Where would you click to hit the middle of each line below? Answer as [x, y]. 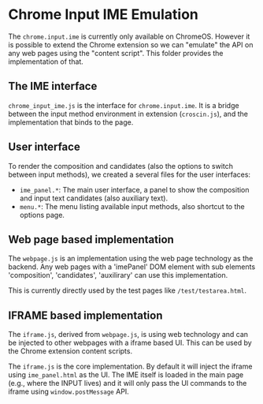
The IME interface [53, 86]
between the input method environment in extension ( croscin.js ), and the [128, 114]
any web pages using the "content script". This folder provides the [116, 53]
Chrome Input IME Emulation [104, 15]
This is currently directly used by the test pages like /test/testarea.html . [127, 290]
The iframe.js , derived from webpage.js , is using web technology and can [128, 335]
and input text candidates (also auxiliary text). [93, 198]
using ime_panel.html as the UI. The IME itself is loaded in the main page [126, 375]
